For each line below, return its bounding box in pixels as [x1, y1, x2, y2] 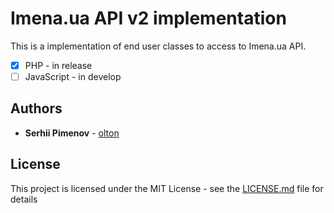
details [10, 193, 38, 205]
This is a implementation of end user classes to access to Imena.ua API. [10, 40, 307, 52]
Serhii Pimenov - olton [24, 127, 120, 139]
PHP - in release [24, 59, 93, 71]
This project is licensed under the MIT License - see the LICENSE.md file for [10, 182, 324, 194]
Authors [10, 100, 63, 117]
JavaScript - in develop [24, 71, 122, 82]
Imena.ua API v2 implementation [10, 7, 287, 30]
